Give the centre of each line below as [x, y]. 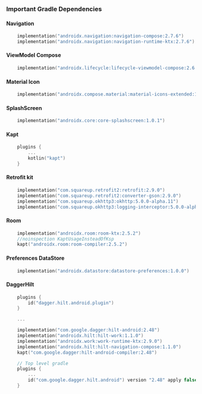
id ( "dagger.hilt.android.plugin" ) [71, 303]
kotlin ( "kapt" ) [47, 158]
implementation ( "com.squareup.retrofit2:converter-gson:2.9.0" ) [99, 195]
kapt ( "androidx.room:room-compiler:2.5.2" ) [72, 245]
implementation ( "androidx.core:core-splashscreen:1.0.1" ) [91, 121]
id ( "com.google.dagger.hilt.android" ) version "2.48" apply [105, 380]
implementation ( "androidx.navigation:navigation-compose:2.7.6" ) [101, 36]
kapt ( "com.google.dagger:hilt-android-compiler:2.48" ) [87, 352]
